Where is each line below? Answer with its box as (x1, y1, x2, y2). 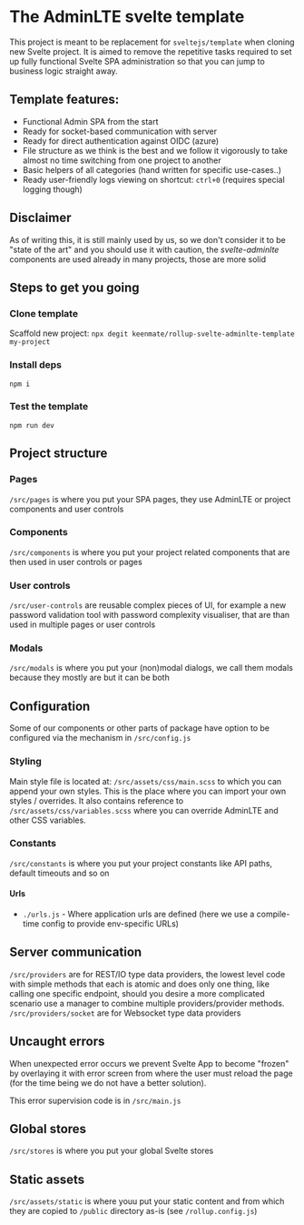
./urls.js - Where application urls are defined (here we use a (22, 908, 255, 920)
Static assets (9, 1171, 84, 1187)
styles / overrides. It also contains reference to (9, 795, 184, 806)
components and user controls (9, 503, 124, 514)
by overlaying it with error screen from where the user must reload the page (9, 1068, 293, 1078)
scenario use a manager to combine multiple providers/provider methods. (9, 997, 285, 1008)
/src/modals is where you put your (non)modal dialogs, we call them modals (9, 663, 293, 673)
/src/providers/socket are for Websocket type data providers (9, 1007, 241, 1018)
